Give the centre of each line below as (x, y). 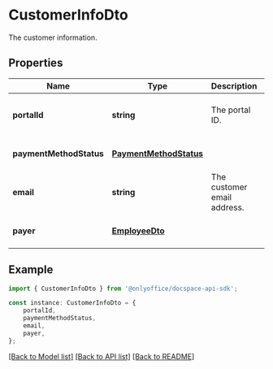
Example (31, 270)
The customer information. (53, 37)
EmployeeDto (138, 231)
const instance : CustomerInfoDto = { (72, 303)
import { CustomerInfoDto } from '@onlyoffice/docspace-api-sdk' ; (123, 289)
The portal (231, 110)
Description (234, 85)
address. (227, 207)
